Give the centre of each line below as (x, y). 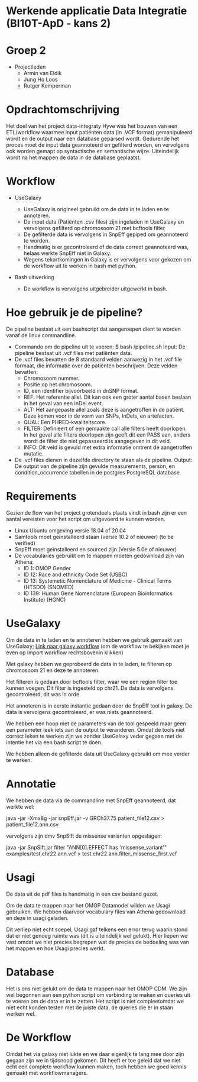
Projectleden (30, 67)
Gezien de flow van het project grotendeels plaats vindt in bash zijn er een (97, 512)
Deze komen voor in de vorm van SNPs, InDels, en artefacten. (99, 416)
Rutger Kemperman (47, 86)
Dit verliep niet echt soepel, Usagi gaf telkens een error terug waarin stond (97, 929)
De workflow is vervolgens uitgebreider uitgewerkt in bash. (95, 289)
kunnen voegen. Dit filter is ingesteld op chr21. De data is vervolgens (90, 688)
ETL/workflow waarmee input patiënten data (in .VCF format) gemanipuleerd (99, 133)
